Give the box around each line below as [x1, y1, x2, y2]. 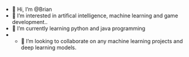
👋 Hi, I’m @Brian [11, 6, 52, 13]
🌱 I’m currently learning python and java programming [11, 25, 146, 32]
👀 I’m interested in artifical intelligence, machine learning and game [11, 12, 178, 19]
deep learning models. [20, 44, 77, 51]
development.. [11, 19, 48, 25]
